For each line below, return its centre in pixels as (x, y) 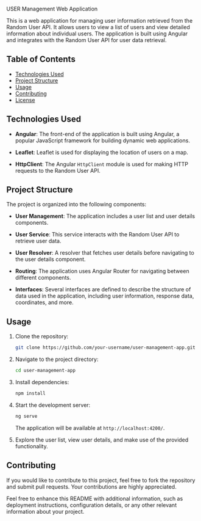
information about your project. (45, 511)
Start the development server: (53, 405)
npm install (30, 393)
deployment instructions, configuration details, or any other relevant (92, 505)
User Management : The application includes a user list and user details (105, 216)
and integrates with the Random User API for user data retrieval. (86, 40)
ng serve (26, 416)
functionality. (31, 446)
